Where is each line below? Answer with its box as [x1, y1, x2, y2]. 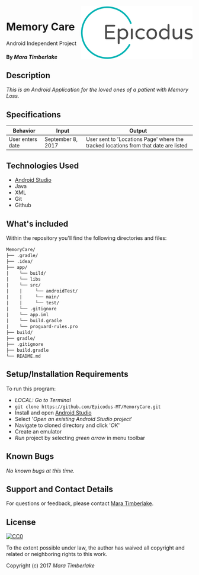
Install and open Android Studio [14, 409, 92, 416]
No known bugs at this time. [6, 467, 75, 474]
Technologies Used [6, 160, 79, 171]
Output [129, 127, 147, 134]
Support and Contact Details [6, 484, 114, 494]
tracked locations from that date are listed [85, 142, 188, 149]
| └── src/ [6, 282, 41, 288]
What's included [6, 219, 69, 229]
